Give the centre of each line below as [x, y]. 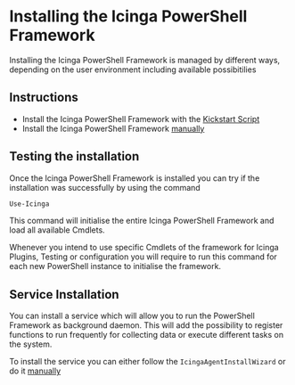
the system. [31, 344]
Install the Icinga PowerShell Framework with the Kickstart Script [141, 119]
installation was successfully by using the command [105, 187]
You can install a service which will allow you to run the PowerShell [132, 316]
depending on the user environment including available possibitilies [133, 70]
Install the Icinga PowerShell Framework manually [113, 128]
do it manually [35, 371]
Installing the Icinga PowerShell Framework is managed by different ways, [145, 60]
